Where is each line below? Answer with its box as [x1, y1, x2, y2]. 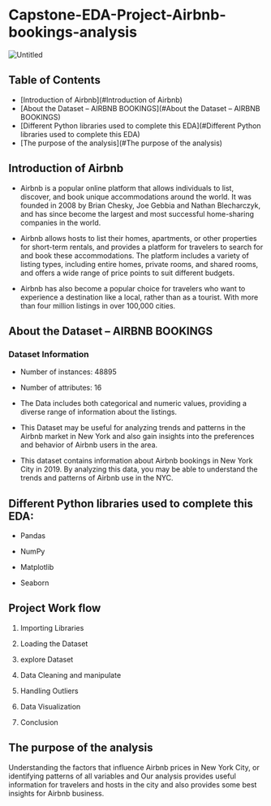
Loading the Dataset [19, 639, 88, 649]
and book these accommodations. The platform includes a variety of [19, 250, 249, 261]
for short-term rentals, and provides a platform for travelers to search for [19, 242, 264, 252]
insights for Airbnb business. [8, 788, 105, 798]
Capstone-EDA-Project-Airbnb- [8, 6, 226, 24]
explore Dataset [19, 654, 74, 664]
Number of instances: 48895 [19, 367, 118, 377]
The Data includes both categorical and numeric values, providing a [19, 399, 247, 408]
